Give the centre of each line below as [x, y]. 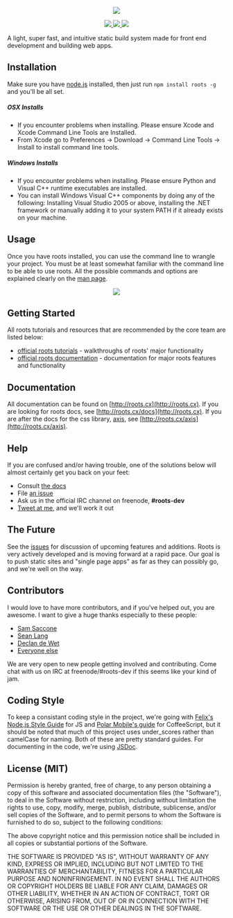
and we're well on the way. [45, 569]
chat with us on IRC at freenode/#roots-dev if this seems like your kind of [112, 671]
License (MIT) [38, 768]
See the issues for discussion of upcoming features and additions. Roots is [114, 547]
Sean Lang [33, 636]
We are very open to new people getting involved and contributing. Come [112, 663]
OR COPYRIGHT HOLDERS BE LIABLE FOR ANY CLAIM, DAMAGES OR [107, 886]
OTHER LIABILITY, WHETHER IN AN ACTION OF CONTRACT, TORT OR [108, 894]
